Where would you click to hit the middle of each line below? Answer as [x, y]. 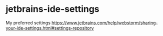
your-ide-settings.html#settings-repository [50, 28]
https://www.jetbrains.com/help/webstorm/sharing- [104, 23]
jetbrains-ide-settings [52, 9]
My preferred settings [28, 23]
